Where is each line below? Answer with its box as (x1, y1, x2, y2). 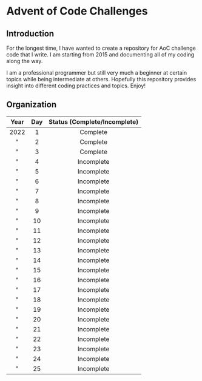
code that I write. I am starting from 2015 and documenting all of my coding (6, 51, 195, 58)
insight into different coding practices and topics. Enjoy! (6, 82, 146, 89)
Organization (6, 99, 56, 110)
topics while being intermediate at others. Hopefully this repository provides (6, 76, 197, 83)
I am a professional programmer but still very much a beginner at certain (6, 69, 187, 76)
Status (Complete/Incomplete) (48, 117, 139, 126)
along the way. (6, 58, 43, 64)
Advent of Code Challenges (6, 4, 149, 18)
